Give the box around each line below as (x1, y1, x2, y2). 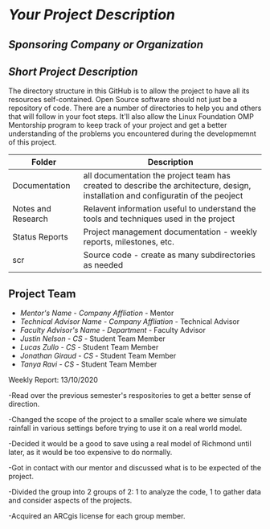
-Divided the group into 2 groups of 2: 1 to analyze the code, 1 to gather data (8, 487, 261, 497)
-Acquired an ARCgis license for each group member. (8, 511, 186, 521)
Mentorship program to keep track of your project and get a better (8, 121, 227, 130)
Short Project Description (8, 64, 138, 78)
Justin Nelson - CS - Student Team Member (19, 334, 166, 343)
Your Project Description (8, 6, 175, 24)
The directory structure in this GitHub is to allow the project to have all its (8, 86, 250, 96)
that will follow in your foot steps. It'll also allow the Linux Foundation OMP (8, 112, 255, 121)
